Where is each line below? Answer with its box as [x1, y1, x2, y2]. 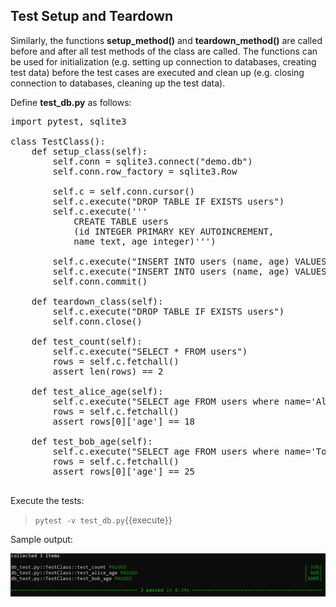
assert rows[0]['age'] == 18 [52, 415, 196, 427]
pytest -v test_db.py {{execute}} [34, 514, 173, 526]
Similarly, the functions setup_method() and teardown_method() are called [10, 34, 323, 46]
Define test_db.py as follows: [10, 96, 132, 108]
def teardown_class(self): [31, 295, 164, 307]
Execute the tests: [10, 494, 85, 506]
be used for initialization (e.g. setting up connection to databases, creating [10, 55, 317, 68]
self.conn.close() [52, 315, 143, 327]
